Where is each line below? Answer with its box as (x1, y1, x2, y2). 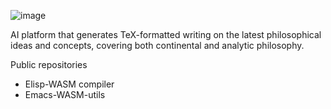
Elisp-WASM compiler (24, 78, 115, 90)
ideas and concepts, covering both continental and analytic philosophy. (10, 40, 305, 51)
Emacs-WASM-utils (24, 89, 106, 100)
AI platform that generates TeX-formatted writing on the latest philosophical (10, 29, 322, 40)
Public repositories (10, 59, 88, 70)
